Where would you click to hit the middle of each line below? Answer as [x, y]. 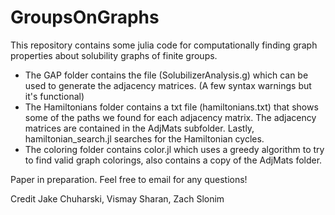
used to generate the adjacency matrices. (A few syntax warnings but [168, 85]
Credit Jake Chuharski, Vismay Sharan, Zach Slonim [117, 198]
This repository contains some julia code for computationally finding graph [164, 45]
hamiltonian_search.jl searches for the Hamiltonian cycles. [144, 138]
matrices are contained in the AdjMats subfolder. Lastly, [139, 128]
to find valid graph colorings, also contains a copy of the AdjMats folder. [173, 160]
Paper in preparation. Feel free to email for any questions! [129, 179]
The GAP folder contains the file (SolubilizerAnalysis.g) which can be [166, 75]
